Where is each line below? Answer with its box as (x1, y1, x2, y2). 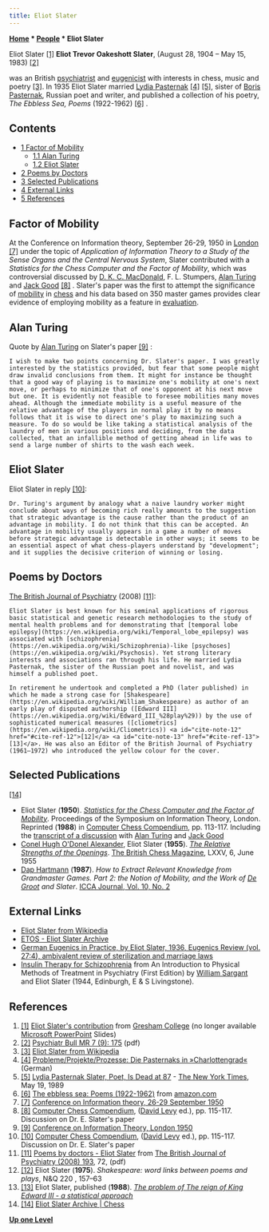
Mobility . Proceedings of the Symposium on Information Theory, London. (20, 813, 261, 823)
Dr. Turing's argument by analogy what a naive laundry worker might (9, 499, 246, 507)
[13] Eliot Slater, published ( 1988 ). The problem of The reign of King (20, 1182, 243, 1192)
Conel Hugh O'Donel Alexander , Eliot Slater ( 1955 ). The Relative (20, 839, 231, 848)
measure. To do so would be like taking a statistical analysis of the (9, 420, 252, 428)
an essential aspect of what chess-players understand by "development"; (9, 541, 260, 550)
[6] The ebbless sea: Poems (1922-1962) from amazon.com (20, 1089, 217, 1099)
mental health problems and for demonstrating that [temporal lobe (9, 621, 239, 629)
